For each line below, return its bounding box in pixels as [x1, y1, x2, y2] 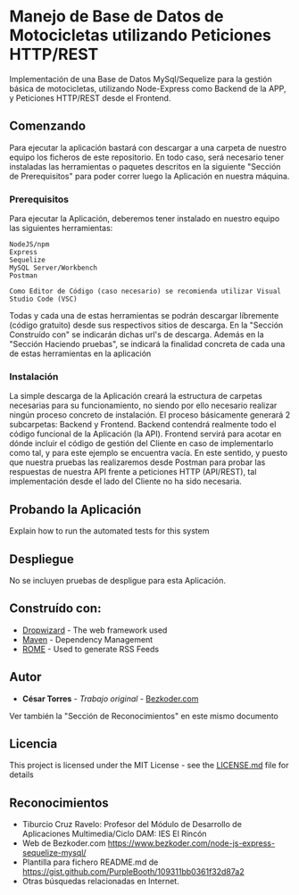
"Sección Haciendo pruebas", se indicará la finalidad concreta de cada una [9, 339, 286, 350]
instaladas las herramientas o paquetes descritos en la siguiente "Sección [9, 161, 281, 171]
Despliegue [9, 551, 74, 567]
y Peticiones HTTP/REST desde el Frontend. [9, 92, 171, 104]
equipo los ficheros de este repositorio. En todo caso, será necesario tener [9, 152, 284, 162]
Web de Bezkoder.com [21, 838, 106, 849]
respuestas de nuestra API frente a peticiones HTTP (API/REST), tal [9, 467, 257, 477]
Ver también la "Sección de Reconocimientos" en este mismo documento [9, 710, 279, 721]
